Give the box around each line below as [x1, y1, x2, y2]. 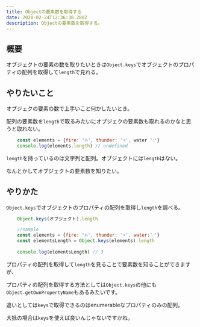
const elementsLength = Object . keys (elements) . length [17, 238, 155, 244]
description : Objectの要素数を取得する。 [6, 20, 102, 26]
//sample [17, 226, 39, 232]
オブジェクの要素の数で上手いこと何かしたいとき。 [6, 105, 133, 112]
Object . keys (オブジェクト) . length [17, 216, 98, 222]
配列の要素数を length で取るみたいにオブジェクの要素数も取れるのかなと [6, 118, 186, 125]
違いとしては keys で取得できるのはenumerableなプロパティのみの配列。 [6, 301, 184, 308]
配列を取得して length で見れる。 [22, 69, 101, 76]
